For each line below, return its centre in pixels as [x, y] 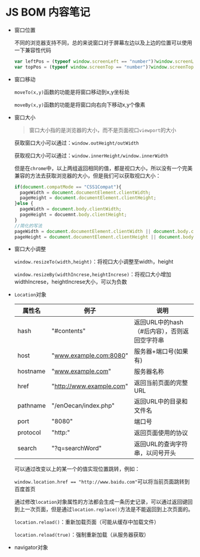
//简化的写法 [28, 226]
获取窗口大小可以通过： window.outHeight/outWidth [76, 143]
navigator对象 [31, 547]
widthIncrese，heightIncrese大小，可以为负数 [71, 282]
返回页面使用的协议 [161, 433]
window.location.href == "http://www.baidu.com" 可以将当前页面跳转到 [102, 482]
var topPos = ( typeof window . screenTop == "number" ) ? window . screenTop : [105, 67]
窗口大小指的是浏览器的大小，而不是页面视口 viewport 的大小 [103, 130]
